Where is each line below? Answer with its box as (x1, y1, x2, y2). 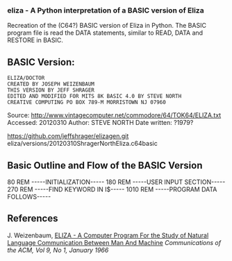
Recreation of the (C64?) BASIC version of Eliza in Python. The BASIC (7, 22, 207, 30)
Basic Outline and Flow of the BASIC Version (7, 159, 203, 171)
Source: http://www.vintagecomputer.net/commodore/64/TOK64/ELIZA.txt (7, 111, 222, 119)
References (7, 212, 58, 224)
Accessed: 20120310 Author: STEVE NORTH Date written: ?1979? (7, 119, 194, 127)
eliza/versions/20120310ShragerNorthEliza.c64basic (7, 140, 158, 148)
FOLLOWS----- (7, 192, 51, 201)
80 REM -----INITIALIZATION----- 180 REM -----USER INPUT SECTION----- (7, 178, 226, 186)
